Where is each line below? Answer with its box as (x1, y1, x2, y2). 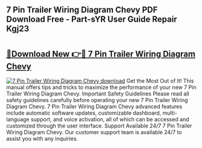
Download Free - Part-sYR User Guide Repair (6, 14, 177, 25)
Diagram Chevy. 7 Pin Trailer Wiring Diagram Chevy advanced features (6, 103, 183, 110)
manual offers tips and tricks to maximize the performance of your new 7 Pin (6, 84, 197, 91)
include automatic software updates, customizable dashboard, (6, 109, 162, 117)
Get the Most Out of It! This (126, 77, 194, 84)
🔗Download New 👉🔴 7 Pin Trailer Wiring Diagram (6, 48, 196, 59)
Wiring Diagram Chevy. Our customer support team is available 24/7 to (6, 129, 182, 135)
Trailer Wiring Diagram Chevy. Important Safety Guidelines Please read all (6, 90, 190, 97)
